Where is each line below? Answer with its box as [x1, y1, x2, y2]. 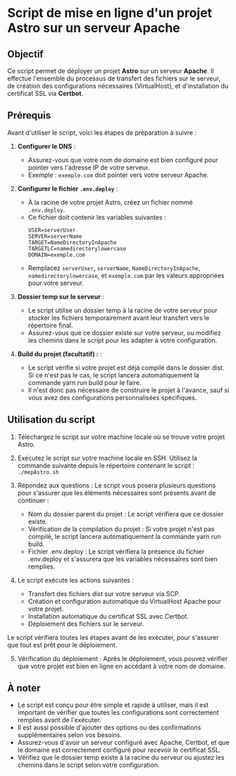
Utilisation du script [7, 414, 96, 426]
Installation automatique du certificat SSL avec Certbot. [27, 612, 189, 620]
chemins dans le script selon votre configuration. [17, 760, 160, 770]
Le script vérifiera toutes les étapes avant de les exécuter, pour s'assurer [7, 633, 219, 641]
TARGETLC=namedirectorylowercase [27, 245, 127, 252]
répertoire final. [27, 321, 73, 329]
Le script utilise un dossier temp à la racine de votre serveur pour [27, 305, 218, 315]
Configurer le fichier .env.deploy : [17, 184, 118, 193]
